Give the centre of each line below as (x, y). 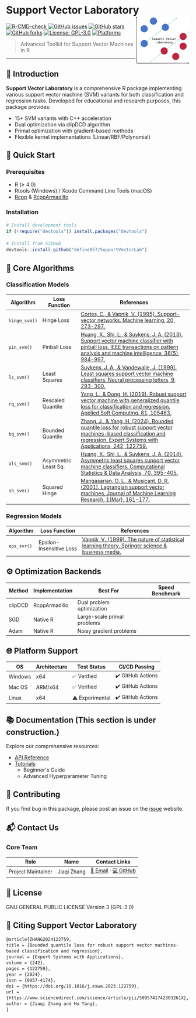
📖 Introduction (33, 74)
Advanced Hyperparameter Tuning (65, 776)
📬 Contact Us (33, 828)
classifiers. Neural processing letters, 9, (128, 380)
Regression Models (34, 516)
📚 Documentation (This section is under (81, 720)
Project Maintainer (31, 871)
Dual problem (93, 602)
